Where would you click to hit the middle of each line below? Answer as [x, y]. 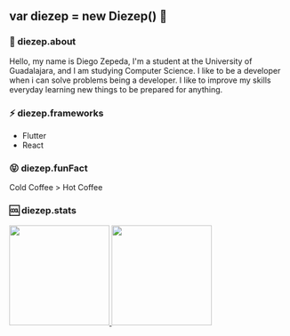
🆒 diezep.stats [43, 211]
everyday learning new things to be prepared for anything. [116, 89]
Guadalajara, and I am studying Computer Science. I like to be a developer [145, 70]
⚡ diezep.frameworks [56, 113]
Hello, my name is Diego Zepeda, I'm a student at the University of [131, 61]
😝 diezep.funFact [48, 168]
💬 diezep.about [43, 42]
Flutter [34, 135]
